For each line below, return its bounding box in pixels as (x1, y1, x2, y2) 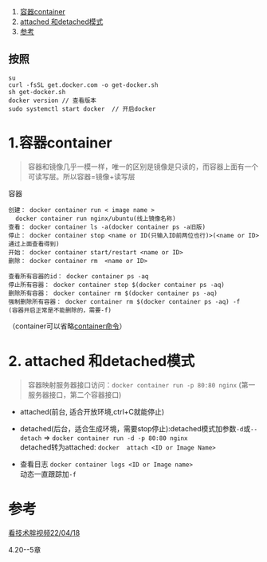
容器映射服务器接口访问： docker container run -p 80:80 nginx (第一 (27, 379, 256, 389)
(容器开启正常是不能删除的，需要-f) (8, 306, 112, 314)
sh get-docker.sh (8, 88, 66, 96)
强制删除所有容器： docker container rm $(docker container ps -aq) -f (8, 297, 241, 305)
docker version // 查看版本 (8, 96, 97, 104)
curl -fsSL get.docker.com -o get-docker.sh (8, 81, 159, 89)
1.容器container (8, 134, 113, 151)
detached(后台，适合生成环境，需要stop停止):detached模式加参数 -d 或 (19, 423, 251, 433)
